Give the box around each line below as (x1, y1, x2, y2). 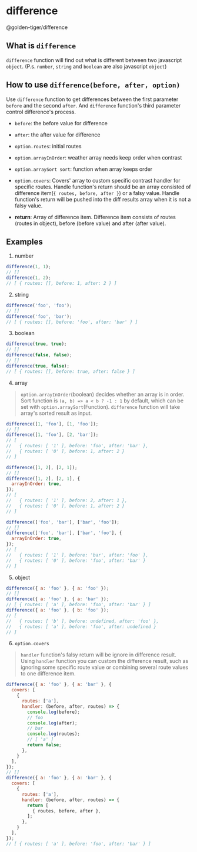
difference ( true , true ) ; (6, 341, 67, 347)
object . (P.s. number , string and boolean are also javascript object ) (6, 63, 167, 70)
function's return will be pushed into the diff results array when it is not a (14, 196, 191, 203)
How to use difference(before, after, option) (6, 80, 181, 90)
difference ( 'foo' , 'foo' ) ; (6, 303, 72, 308)
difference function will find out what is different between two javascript (6, 56, 182, 63)
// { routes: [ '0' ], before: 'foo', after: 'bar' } (6, 557, 146, 564)
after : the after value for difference (14, 131, 101, 138)
